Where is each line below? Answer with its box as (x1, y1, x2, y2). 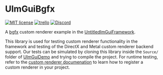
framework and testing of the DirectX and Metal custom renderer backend (5, 43, 154, 49)
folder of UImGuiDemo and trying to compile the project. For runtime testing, (5, 54, 158, 59)
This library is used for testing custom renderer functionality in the (5, 38, 138, 44)
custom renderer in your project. (5, 64, 70, 70)
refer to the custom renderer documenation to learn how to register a (5, 59, 144, 65)
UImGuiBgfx (5, 3, 55, 15)
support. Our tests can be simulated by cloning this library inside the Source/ (5, 49, 159, 55)
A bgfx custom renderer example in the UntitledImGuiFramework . (5, 29, 136, 35)
